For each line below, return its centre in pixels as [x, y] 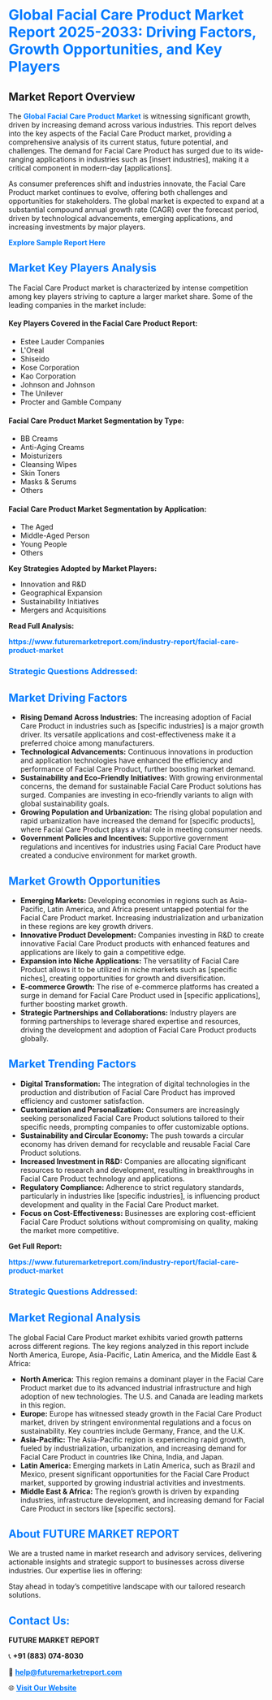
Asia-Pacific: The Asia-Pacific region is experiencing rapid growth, [133, 1439]
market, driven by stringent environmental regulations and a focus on [136, 1422]
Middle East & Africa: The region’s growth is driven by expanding [130, 1491]
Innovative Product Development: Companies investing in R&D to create [142, 935]
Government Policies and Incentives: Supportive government [124, 838]
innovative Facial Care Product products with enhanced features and [135, 943]
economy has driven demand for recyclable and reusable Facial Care [135, 1144]
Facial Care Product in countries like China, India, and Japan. [122, 1456]
